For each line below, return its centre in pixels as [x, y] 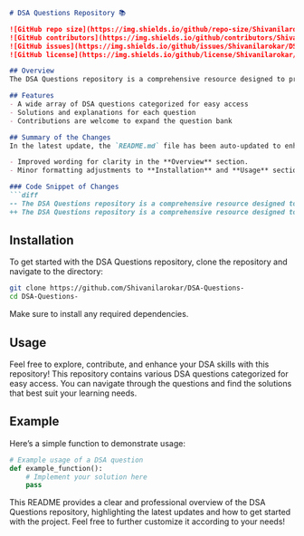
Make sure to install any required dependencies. [99, 314]
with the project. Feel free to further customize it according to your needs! [147, 522]
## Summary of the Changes [60, 137]
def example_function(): [56, 468]
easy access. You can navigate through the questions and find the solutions [151, 383]
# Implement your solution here [86, 477]
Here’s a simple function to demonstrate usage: [97, 443]
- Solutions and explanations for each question [103, 112]
